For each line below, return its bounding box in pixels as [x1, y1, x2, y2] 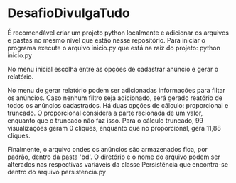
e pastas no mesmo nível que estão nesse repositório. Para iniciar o [7, 35, 206, 44]
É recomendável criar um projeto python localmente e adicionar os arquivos [7, 28, 230, 37]
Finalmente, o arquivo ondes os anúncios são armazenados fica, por [7, 145, 208, 153]
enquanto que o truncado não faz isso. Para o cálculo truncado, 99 [7, 116, 204, 125]
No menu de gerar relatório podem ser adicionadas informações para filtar [7, 86, 226, 94]
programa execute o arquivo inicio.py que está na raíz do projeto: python [7, 43, 220, 52]
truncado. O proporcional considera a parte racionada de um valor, [7, 109, 203, 117]
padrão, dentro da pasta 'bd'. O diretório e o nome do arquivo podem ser [7, 152, 220, 161]
